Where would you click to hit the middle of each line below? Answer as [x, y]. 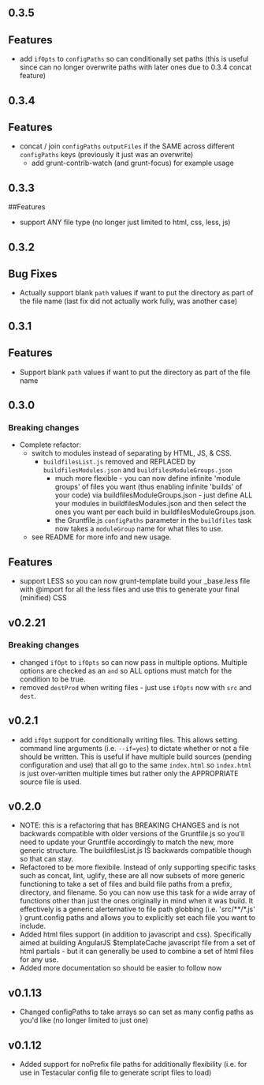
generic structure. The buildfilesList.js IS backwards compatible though [136, 850]
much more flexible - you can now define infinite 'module [148, 479]
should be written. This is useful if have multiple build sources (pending [136, 756]
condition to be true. [52, 679]
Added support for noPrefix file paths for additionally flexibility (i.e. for [133, 1064]
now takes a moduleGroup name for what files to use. [139, 529]
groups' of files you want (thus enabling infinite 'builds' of [149, 487]
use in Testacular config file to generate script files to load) [115, 1072]
